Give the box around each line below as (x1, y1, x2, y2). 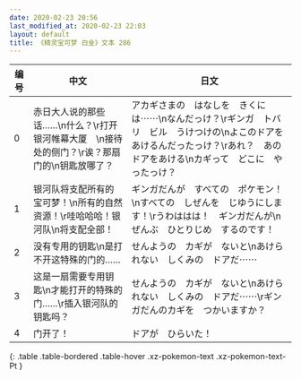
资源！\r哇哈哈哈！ (32, 210, 112, 222)
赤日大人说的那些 (32, 106, 106, 118)
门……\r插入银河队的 (32, 297, 119, 310)
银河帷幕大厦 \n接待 (32, 133, 123, 145)
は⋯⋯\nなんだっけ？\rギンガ (131, 113, 254, 125)
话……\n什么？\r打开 (32, 119, 118, 132)
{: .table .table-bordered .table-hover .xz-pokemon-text (9, 351, 215, 362)
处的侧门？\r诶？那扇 (32, 146, 121, 159)
